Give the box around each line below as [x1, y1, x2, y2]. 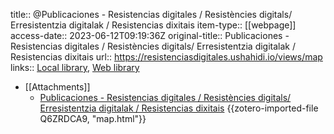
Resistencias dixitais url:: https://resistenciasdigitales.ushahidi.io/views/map [10, 51, 323, 63]
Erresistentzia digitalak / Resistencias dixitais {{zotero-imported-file [39, 102, 319, 114]
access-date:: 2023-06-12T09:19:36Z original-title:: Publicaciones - [10, 30, 290, 41]
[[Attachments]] [24, 81, 91, 93]
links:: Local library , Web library [10, 62, 140, 73]
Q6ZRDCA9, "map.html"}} [39, 113, 147, 124]
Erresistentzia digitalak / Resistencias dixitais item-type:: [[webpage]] [10, 19, 297, 31]
